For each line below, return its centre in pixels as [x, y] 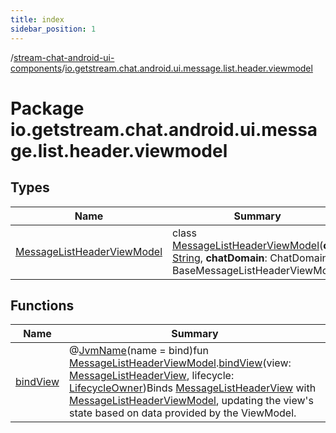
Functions [42, 305]
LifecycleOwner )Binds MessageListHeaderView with [192, 388]
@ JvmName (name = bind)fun [138, 351]
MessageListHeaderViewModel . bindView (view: [180, 363]
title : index [37, 19]
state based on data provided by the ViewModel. [182, 413]
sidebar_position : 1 [53, 29]
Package [47, 108]
